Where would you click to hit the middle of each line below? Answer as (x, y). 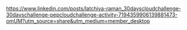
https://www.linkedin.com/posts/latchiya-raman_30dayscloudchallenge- (93, 9)
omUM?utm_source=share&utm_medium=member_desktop (78, 21)
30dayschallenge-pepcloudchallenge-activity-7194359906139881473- (92, 15)
